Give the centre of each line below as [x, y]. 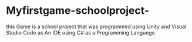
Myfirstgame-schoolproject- [78, 11]
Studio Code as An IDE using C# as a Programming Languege [81, 32]
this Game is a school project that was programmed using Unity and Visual [96, 26]
